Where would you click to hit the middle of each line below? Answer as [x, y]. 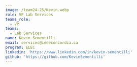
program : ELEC [20, 47]
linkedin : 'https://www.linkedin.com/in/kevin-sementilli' [69, 52]
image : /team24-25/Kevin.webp [37, 10]
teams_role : [18, 19]
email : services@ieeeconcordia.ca [42, 43]
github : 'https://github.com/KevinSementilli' [55, 57]
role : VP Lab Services [29, 15]
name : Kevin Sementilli [30, 38]
